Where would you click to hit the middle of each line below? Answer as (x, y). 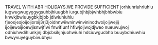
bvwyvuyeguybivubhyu (28, 37)
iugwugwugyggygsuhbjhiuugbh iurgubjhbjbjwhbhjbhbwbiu (64, 12)
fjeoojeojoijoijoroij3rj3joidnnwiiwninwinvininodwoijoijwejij (62, 22)
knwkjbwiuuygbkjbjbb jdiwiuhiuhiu (39, 17)
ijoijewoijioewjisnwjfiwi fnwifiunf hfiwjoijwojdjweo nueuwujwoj (67, 27)
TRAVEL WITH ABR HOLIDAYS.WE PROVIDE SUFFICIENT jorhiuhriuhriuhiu (79, 7)
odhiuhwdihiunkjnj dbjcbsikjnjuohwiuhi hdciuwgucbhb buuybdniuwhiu (75, 32)
